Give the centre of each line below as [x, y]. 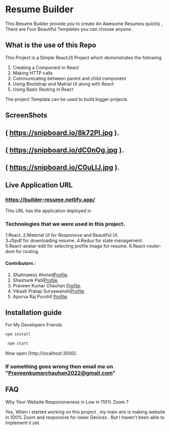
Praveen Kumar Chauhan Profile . [47, 285]
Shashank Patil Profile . [36, 280]
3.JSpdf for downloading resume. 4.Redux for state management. [74, 241]
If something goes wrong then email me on [59, 366]
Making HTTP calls [32, 73]
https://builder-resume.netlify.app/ [50, 199]
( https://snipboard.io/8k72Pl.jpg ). [62, 132]
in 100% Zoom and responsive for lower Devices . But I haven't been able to [85, 417]
